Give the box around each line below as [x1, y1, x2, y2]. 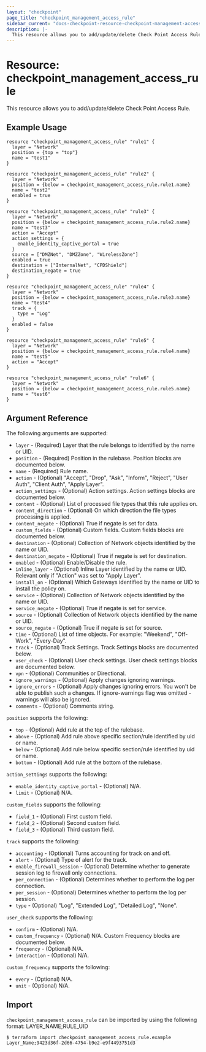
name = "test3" [12, 225, 51, 231]
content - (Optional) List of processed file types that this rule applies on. [15, 500, 198, 507]
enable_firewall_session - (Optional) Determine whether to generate [15, 862, 190, 870]
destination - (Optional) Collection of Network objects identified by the [15, 539, 196, 546]
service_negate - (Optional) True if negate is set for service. [15, 604, 167, 611]
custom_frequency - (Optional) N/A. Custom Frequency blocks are [15, 932, 180, 939]
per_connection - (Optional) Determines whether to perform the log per [15, 875, 195, 883]
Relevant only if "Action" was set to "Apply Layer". [15, 571, 142, 579]
